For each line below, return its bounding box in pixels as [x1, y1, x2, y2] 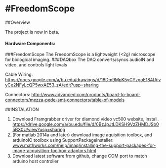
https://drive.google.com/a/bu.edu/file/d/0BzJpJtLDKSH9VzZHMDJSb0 [12, 121, 159, 127]
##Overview [5, 19, 31, 25]
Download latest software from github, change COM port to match [12, 153, 147, 159]
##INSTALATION [5, 107, 39, 112]
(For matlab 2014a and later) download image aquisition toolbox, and [12, 132, 152, 138]
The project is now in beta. [5, 29, 59, 35]
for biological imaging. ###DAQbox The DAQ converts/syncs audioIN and [5, 56, 155, 62]
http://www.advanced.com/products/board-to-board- [31, 92, 141, 98]
